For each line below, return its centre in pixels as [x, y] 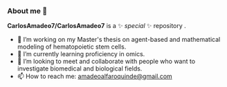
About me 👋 [27, 11]
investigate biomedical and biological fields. [80, 69]
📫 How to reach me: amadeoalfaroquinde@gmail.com [95, 76]
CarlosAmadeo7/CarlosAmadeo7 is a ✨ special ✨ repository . [97, 26]
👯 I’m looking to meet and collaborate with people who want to [106, 62]
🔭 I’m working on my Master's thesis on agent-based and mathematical [119, 40]
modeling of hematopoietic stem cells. [72, 47]
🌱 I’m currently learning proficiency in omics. [81, 54]
